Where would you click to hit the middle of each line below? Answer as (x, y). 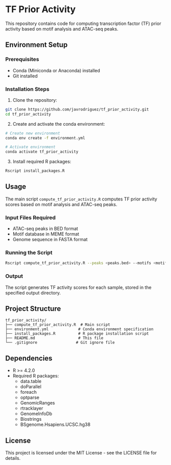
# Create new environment (33, 133)
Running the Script (29, 253)
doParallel (31, 387)
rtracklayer (32, 409)
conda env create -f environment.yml (45, 138)
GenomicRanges (37, 403)
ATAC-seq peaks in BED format (45, 229)
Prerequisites (22, 60)
